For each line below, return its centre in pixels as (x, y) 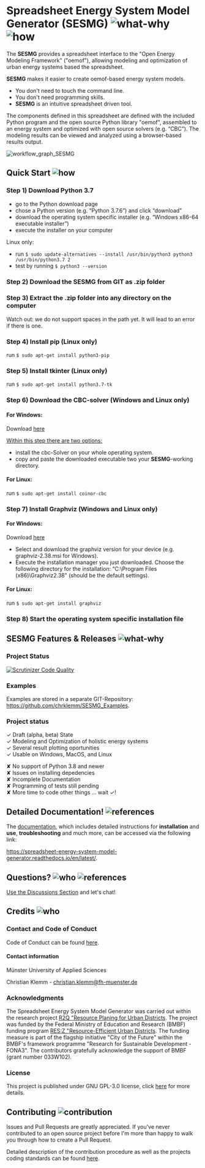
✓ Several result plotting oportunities (53, 748)
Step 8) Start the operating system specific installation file (95, 619)
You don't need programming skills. (60, 97)
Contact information (33, 957)
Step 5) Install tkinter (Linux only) (57, 371)
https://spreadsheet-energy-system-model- (62, 852)
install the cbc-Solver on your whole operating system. (84, 452)
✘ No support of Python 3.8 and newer (55, 766)
